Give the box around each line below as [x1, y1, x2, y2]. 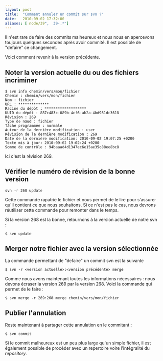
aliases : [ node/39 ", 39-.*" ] [5, 21, 69, 26]
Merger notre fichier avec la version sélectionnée [5, 244, 159, 253]
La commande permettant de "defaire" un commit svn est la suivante [5, 258, 144, 264]
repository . [5, 350, 27, 356]
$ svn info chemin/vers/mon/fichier [5, 89, 80, 94]
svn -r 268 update [5, 188, 43, 193]
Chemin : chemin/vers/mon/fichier [5, 94, 76, 98]
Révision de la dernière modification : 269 [5, 132, 97, 137]
